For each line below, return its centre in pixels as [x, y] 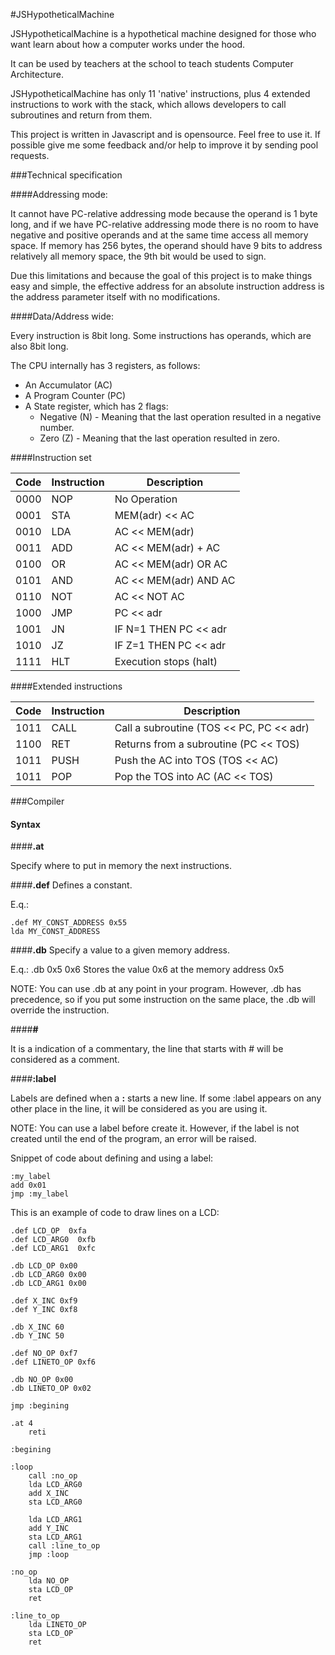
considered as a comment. [65, 1060]
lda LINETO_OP [57, 1625]
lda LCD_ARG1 [55, 1520]
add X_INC [49, 1494]
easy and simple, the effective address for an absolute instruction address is [167, 286]
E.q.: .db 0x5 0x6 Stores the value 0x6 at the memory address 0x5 [147, 970]
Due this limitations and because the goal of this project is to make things [161, 275]
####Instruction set [51, 457]
